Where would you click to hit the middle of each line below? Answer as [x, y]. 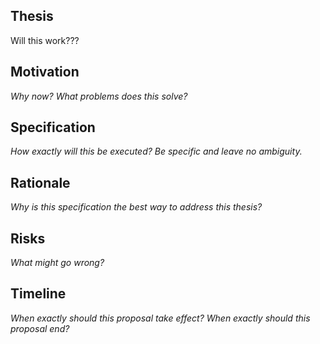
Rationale [40, 182]
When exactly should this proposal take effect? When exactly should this [160, 318]
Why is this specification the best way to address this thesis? [136, 207]
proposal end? [40, 328]
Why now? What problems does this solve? [99, 96]
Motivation [45, 72]
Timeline [38, 294]
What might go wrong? [57, 263]
